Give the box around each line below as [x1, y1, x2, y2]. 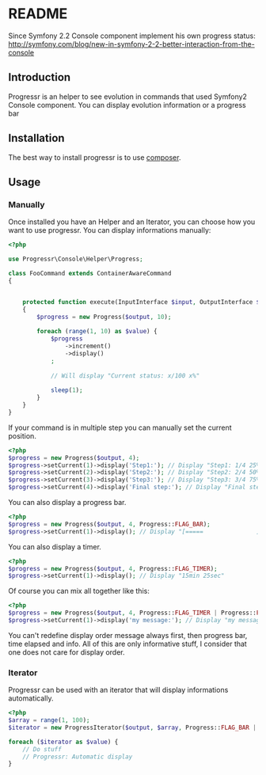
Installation [8, 131, 65, 145]
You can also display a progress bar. [8, 498, 127, 507]
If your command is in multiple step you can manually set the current [8, 423, 232, 432]
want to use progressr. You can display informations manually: [8, 226, 211, 235]
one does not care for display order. [8, 647, 125, 657]
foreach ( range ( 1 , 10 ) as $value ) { [36, 328, 158, 336]
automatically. [8, 693, 54, 703]
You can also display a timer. [8, 541, 101, 551]
